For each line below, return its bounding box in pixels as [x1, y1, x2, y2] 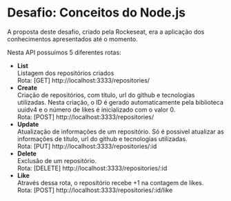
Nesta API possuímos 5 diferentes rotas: [7, 48, 122, 56]
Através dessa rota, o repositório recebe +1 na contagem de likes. [17, 178, 204, 187]
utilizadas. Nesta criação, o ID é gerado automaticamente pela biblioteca [17, 98, 224, 106]
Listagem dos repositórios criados [17, 69, 114, 77]
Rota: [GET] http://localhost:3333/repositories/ [17, 76, 150, 84]
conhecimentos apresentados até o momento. [7, 34, 138, 43]
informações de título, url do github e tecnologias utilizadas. [17, 134, 188, 142]
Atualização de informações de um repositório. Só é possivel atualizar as [17, 127, 224, 136]
